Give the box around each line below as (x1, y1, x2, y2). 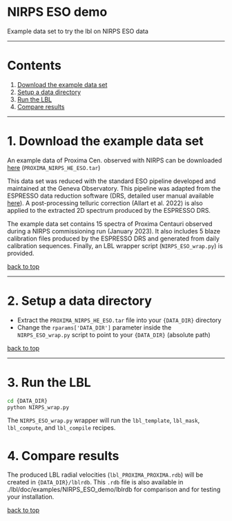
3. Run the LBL (7, 375, 91, 390)
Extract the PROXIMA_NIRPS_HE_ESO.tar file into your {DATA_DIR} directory (17, 316, 222, 324)
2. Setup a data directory (7, 293, 152, 308)
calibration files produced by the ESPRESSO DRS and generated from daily (7, 234, 220, 243)
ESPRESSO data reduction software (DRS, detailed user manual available (7, 191, 214, 200)
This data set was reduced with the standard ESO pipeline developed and (7, 177, 216, 185)
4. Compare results (7, 448, 119, 464)
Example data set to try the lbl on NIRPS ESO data (7, 27, 148, 35)
